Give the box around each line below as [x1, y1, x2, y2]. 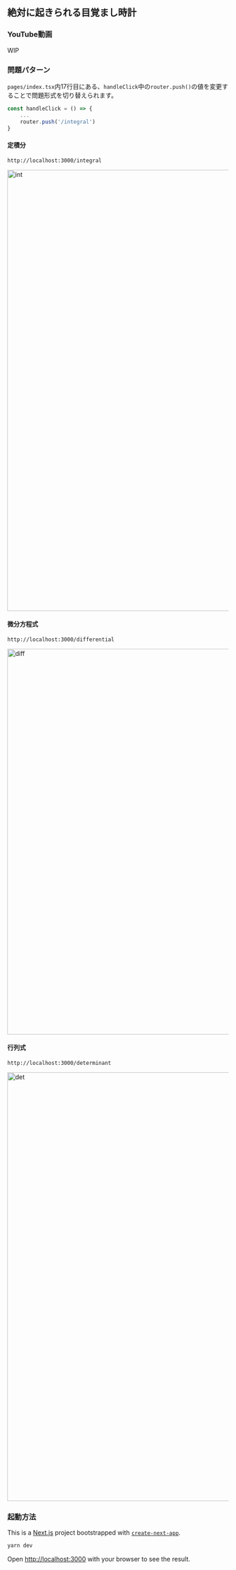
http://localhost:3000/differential [7, 636, 114, 643]
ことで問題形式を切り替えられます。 [13, 91, 118, 99]
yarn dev [7, 1542, 33, 1550]
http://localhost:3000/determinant [7, 1059, 112, 1067]
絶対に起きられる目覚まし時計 [7, 6, 137, 19]
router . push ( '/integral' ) [20, 118, 96, 125]
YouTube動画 [7, 30, 53, 39]
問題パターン [7, 65, 51, 75]
